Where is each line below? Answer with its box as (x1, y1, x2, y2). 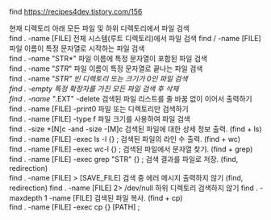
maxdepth (9, 193, 43, 202)
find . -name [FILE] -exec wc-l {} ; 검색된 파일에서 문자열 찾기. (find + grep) (9, 144, 253, 154)
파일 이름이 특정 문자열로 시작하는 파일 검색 (9, 44, 145, 53)
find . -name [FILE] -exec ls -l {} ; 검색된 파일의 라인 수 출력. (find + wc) (9, 135, 241, 143)
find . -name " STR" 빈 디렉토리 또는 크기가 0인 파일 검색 (9, 74, 188, 83)
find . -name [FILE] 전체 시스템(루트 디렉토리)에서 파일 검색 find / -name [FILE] (9, 34, 261, 43)
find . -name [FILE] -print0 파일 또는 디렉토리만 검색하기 (9, 104, 189, 114)
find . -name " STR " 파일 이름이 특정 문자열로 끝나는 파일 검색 (9, 64, 203, 73)
